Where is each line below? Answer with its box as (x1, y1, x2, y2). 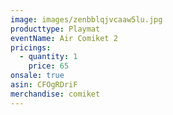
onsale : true (10, 71, 65, 81)
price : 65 (28, 61, 70, 71)
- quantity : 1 (19, 52, 78, 62)
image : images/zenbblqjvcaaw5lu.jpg (10, 14, 163, 25)
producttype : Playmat (10, 24, 101, 34)
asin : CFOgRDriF (10, 80, 78, 90)
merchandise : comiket (10, 89, 101, 99)
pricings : (10, 42, 52, 53)
